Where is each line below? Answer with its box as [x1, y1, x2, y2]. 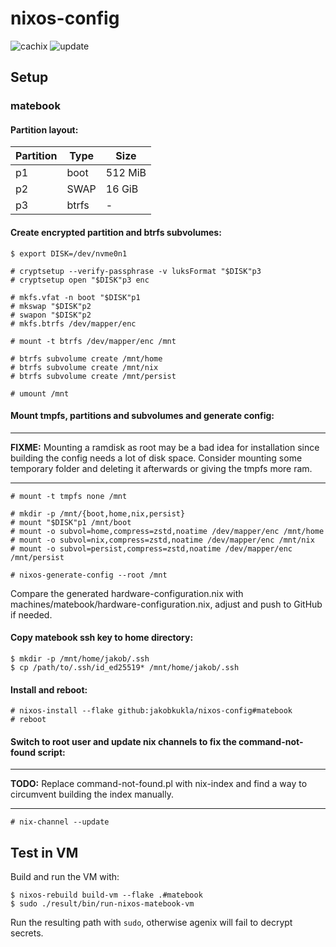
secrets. [10, 927, 44, 939]
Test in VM [10, 844, 79, 861]
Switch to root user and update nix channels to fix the [10, 735, 237, 747]
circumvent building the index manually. [10, 788, 174, 801]
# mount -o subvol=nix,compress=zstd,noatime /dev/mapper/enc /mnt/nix [10, 535, 315, 545]
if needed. [10, 608, 53, 621]
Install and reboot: [10, 683, 88, 696]
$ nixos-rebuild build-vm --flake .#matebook [10, 890, 203, 901]
